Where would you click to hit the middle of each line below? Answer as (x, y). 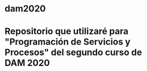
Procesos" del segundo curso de (73, 52)
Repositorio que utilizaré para (67, 32)
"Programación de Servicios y (68, 42)
